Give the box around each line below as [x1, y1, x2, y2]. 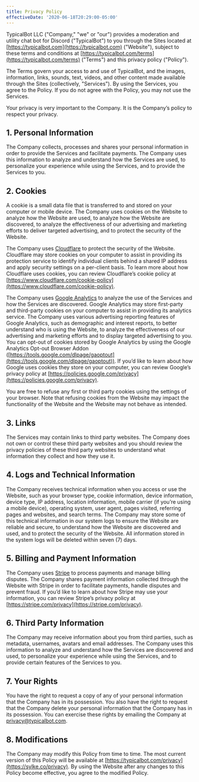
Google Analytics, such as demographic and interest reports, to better [6, 319, 177, 327]
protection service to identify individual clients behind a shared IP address [6, 257, 188, 265]
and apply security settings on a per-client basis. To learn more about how [6, 264, 189, 271]
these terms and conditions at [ [6, 49, 83, 56]
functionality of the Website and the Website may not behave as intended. [6, 401, 187, 408]
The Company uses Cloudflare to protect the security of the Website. [6, 245, 175, 252]
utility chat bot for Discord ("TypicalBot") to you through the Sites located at [6, 37, 192, 44]
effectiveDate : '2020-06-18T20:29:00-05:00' [6, 14, 118, 20]
